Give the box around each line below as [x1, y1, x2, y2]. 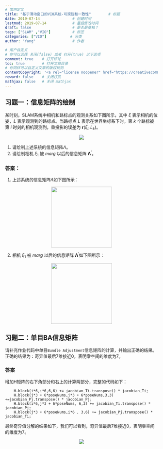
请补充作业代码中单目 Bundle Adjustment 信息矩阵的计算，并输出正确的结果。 [5, 348, 157, 353]
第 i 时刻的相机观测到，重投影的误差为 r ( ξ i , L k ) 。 [5, 124, 101, 131]
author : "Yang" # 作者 [5, 39, 84, 44]
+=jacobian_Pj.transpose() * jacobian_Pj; [5, 397, 92, 402]
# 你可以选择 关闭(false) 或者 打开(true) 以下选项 [5, 52, 101, 57]
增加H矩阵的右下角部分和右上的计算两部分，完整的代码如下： [5, 379, 128, 384]
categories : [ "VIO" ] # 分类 [5, 34, 82, 39]
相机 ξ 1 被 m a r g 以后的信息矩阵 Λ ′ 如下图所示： [12, 251, 105, 259]
